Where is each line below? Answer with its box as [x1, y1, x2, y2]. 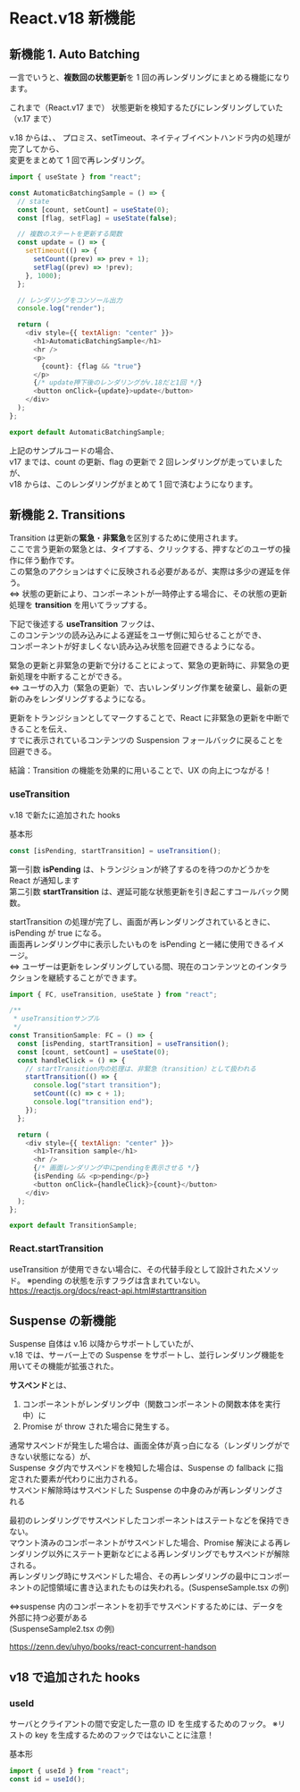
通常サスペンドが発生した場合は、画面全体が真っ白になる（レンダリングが [9, 1441, 283, 1451]
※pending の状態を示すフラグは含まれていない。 [26, 1275, 205, 1286]
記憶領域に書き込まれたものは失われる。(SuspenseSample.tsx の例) [39, 1582, 290, 1593]
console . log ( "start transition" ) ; [32, 1081, 162, 1090]
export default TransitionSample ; [9, 1221, 138, 1230]
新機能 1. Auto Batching [9, 46, 140, 62]
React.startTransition [9, 1242, 104, 1255]
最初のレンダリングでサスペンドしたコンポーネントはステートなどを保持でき [9, 1515, 290, 1526]
